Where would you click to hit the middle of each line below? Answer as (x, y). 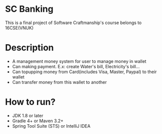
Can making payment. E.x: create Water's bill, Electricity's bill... (76, 66)
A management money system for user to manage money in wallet (79, 61)
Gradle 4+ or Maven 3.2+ (38, 121)
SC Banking (29, 9)
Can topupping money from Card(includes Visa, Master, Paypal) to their (84, 72)
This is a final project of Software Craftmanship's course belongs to (73, 23)
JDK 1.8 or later (27, 115)
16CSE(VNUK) (19, 27)
